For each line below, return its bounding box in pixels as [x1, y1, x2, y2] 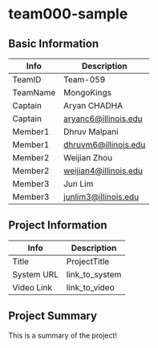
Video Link [12, 281, 53, 293]
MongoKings [63, 87, 112, 98]
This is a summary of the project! [8, 330, 118, 340]
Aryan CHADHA [63, 100, 124, 111]
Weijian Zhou [63, 152, 113, 163]
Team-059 [63, 74, 106, 85]
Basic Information [8, 37, 99, 51]
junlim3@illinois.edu [63, 192, 140, 202]
